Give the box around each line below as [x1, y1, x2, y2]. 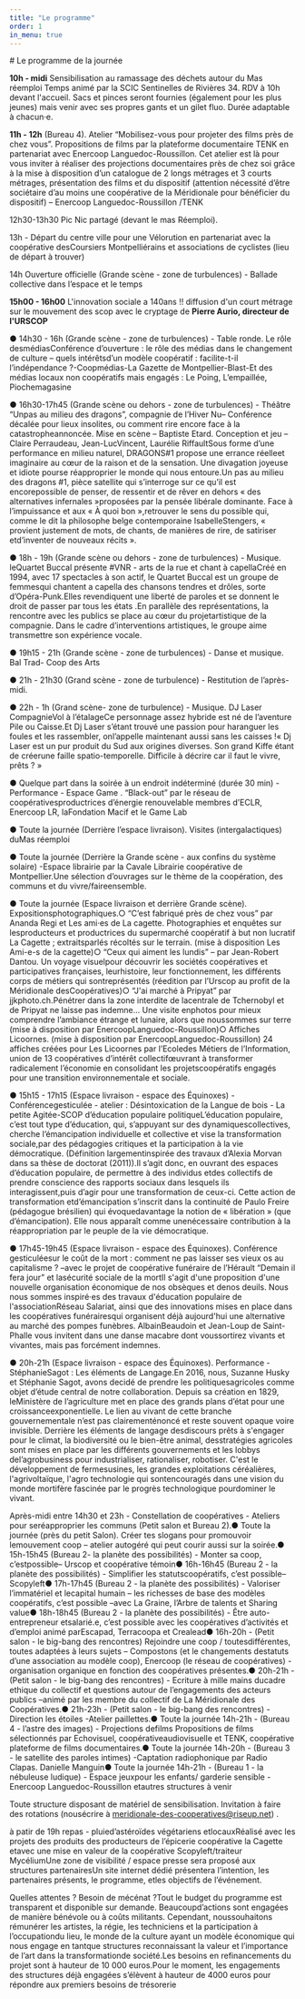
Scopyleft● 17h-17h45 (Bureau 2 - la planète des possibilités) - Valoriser [9, 1578, 281, 1589]
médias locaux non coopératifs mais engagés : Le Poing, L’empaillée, [9, 372, 268, 383]
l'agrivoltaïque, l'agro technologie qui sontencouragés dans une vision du [9, 1474, 284, 1485]
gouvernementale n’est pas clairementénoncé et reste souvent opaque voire [9, 1416, 295, 1426]
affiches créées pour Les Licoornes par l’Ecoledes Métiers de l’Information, [9, 1043, 290, 1054]
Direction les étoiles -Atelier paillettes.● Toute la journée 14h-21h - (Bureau [9, 1713, 290, 1725]
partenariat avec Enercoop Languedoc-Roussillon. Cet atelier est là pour [9, 148, 280, 159]
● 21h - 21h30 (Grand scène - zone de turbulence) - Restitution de [9, 675, 260, 685]
